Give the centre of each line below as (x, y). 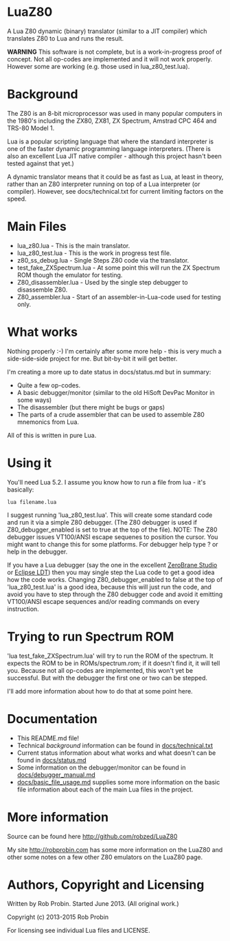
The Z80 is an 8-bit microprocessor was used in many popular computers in (115, 113)
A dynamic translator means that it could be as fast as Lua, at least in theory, (115, 176)
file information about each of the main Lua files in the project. (105, 789)
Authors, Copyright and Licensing (106, 885)
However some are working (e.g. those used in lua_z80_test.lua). (99, 66)
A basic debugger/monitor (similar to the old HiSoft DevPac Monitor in (116, 392)
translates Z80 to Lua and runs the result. (66, 38)
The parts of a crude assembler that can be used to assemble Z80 (111, 414)
